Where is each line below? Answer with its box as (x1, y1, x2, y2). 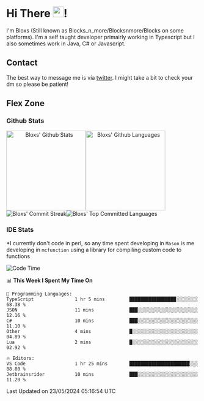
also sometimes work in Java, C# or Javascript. (6, 40, 126, 47)
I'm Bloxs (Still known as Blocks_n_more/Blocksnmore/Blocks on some (6, 26, 184, 34)
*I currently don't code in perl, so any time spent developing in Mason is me (6, 239, 194, 246)
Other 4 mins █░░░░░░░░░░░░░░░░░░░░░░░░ (6, 328, 199, 334)
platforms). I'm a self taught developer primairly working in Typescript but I (6, 33, 195, 40)
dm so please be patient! (6, 80, 69, 88)
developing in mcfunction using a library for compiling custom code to (6, 246, 182, 253)
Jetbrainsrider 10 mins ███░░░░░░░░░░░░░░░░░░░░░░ (6, 371, 199, 377)
